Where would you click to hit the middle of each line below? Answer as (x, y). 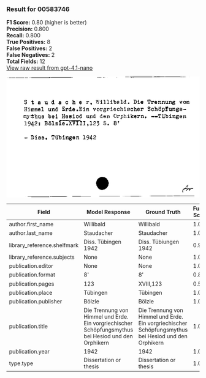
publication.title (28, 327)
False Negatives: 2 (31, 55)
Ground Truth (163, 212)
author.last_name (31, 233)
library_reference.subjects (42, 257)
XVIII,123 (150, 284)
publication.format (32, 275)
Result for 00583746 (38, 9)
